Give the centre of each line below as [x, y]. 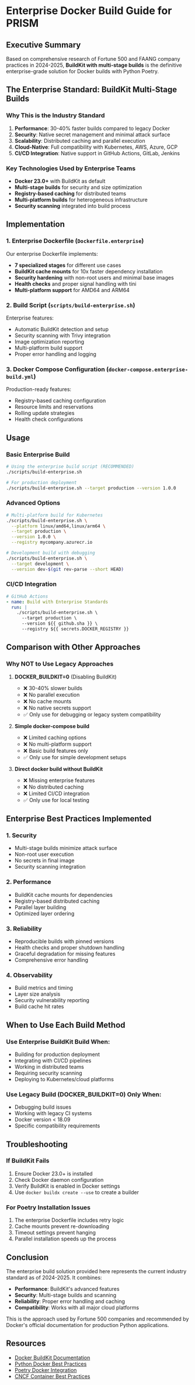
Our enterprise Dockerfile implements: [52, 253]
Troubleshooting [37, 1144]
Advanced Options [33, 503]
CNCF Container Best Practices [52, 1376]
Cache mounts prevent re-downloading [62, 1226]
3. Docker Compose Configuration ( [58, 369]
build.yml [20, 377]
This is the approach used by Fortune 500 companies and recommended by [97, 1319]
